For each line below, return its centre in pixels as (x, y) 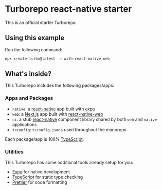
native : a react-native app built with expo (54, 109)
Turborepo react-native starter (69, 9)
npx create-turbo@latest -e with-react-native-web (57, 59)
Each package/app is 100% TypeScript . (45, 139)
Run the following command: (34, 49)
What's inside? (28, 74)
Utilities (14, 151)
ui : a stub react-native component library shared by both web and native (84, 119)
